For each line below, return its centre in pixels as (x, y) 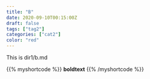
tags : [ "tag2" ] (26, 29)
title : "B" (20, 12)
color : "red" (23, 40)
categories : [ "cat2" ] (34, 35)
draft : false (23, 23)
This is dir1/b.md (27, 57)
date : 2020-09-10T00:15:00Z (42, 18)
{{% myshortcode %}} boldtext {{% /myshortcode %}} (75, 69)
